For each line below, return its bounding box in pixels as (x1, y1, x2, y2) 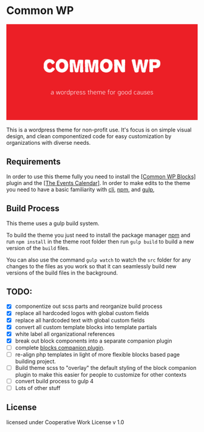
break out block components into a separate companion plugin (15, 337, 172, 344)
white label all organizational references (15, 330, 115, 338)
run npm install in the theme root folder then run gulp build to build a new (6, 238, 194, 245)
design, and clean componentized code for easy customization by (6, 132, 172, 140)
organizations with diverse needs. (6, 139, 91, 146)
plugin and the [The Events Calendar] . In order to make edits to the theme (6, 179, 191, 186)
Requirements (6, 156, 61, 167)
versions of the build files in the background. (6, 269, 118, 276)
